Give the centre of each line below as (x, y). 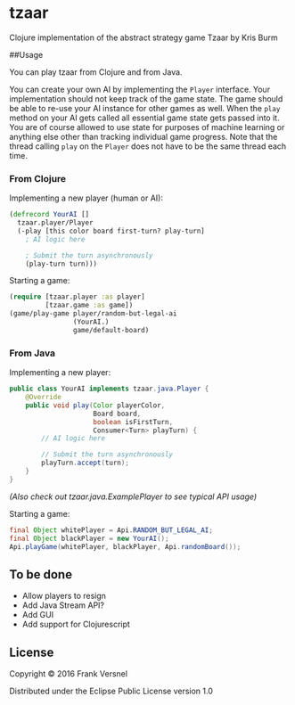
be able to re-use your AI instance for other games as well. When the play (145, 108)
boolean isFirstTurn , (133, 422)
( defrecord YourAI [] (49, 215)
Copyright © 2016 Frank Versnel (68, 674)
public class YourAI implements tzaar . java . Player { (109, 389)
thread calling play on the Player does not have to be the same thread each (148, 146)
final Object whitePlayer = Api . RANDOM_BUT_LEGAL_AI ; (111, 530)
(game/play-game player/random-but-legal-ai (93, 314)
